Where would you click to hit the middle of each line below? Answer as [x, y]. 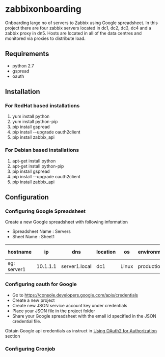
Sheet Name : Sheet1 [33, 237]
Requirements [27, 54]
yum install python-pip [35, 122]
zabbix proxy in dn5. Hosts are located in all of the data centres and [73, 33]
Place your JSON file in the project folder [54, 311]
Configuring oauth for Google [41, 284]
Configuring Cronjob [30, 349]
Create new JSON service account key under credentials [70, 305]
